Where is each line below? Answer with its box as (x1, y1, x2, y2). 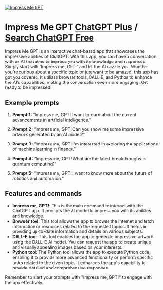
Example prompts (5, 99, 60, 107)
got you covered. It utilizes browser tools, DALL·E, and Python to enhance (5, 74, 152, 80)
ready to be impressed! (5, 84, 52, 90)
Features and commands (5, 189, 82, 198)
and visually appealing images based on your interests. (12, 244, 123, 250)
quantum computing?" (12, 161, 57, 166)
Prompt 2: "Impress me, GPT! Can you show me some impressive (12, 126, 144, 132)
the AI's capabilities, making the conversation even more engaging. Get (5, 79, 148, 85)
